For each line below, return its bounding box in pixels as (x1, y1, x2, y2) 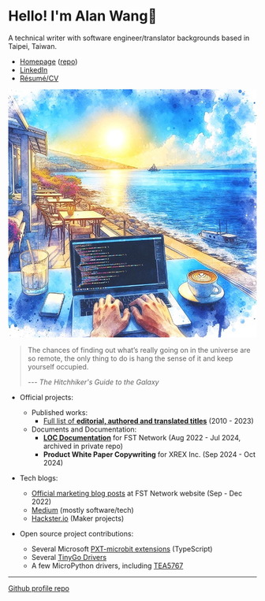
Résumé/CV (19, 73, 59, 83)
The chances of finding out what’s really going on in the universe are (27, 345, 251, 354)
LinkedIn (19, 65, 48, 74)
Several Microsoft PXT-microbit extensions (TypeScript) (31, 543, 213, 554)
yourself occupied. (27, 362, 89, 371)
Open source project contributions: (19, 529, 134, 538)
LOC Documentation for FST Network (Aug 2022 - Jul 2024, (43, 432, 241, 442)
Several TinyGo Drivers (31, 552, 107, 562)
